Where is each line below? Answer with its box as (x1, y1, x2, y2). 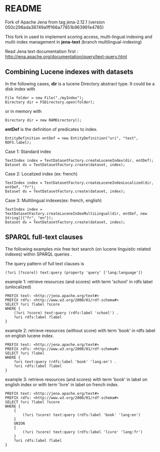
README (5, 3, 42, 14)
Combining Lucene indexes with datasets (5, 68, 134, 76)
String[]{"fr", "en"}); (5, 215, 54, 220)
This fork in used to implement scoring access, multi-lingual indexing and (5, 34, 153, 40)
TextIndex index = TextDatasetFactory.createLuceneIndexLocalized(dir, (5, 180, 154, 185)
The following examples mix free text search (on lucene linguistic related (5, 246, 151, 252)
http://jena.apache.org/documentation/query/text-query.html (5, 53, 127, 59)
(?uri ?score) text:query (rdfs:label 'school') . (14, 310, 119, 315)
